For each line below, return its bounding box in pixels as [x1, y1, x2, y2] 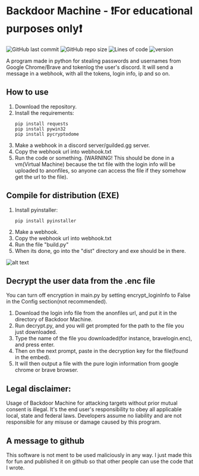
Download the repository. [14, 103, 77, 110]
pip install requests [14, 121, 68, 127]
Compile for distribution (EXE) [6, 190, 120, 201]
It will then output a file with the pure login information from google [14, 360, 179, 367]
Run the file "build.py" [14, 241, 69, 248]
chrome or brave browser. [14, 367, 78, 374]
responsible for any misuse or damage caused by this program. [6, 418, 162, 425]
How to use [6, 87, 49, 98]
